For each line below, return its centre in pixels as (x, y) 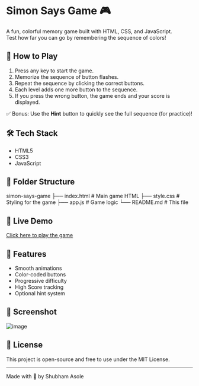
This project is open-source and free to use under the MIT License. (88, 359)
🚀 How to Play (32, 56)
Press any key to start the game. (54, 71)
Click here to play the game (40, 235)
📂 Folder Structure (41, 182)
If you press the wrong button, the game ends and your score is (92, 95)
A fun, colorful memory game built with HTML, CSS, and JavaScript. (89, 31)
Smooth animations (38, 268)
